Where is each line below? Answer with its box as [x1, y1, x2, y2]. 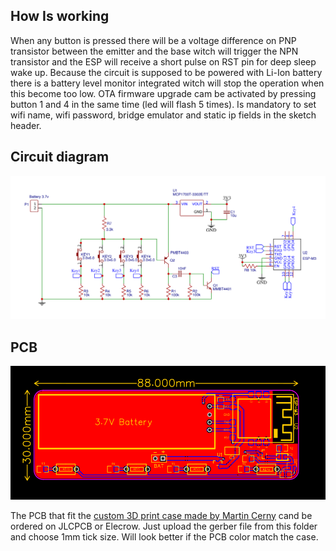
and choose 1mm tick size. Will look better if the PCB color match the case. [10, 530, 319, 543]
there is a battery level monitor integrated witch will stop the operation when [10, 77, 325, 89]
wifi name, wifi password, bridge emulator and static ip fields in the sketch [10, 109, 317, 121]
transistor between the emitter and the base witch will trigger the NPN [10, 45, 299, 57]
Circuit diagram [10, 149, 110, 166]
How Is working [10, 8, 110, 25]
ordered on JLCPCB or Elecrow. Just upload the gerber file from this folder [10, 520, 318, 532]
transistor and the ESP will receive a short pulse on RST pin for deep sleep [10, 55, 317, 68]
